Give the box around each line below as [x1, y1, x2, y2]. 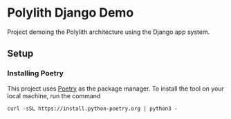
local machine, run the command [7, 91, 101, 100]
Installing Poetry [7, 68, 64, 78]
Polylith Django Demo [7, 5, 134, 21]
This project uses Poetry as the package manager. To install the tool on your [7, 84, 225, 93]
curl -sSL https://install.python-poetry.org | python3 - [7, 105, 178, 112]
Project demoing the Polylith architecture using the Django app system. [7, 28, 210, 36]
